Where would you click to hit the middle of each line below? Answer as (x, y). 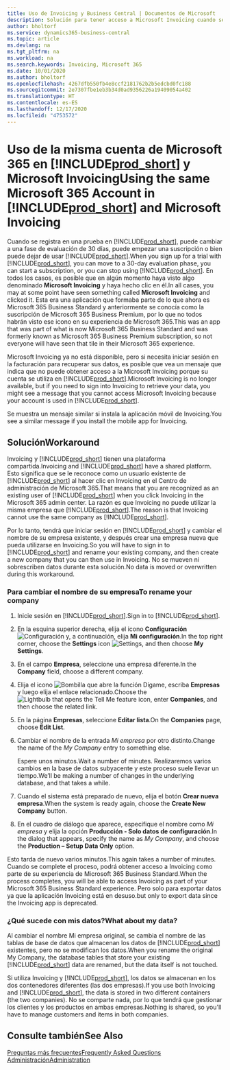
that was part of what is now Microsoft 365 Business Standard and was (108, 329)
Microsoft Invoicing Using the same (108, 178)
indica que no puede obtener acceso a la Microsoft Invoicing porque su (108, 371)
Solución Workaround (53, 442)
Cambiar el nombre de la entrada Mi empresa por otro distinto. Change (116, 740)
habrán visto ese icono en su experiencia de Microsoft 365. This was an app (114, 321)
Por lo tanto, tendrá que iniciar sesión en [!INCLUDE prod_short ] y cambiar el (115, 531)
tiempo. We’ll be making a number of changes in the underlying (105, 775)
